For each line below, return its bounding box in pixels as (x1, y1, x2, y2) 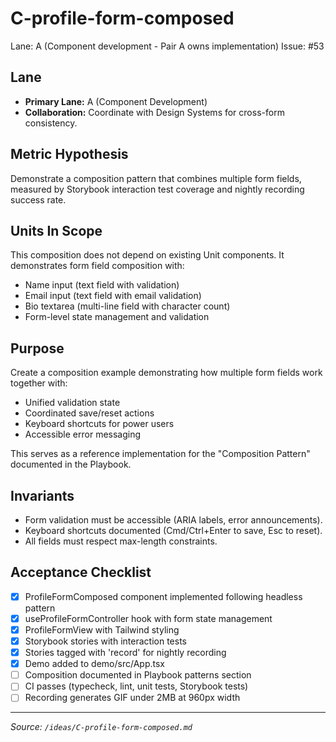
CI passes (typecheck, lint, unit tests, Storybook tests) (24, 680, 249, 692)
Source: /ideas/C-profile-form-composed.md (10, 721, 193, 733)
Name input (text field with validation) (24, 279, 180, 291)
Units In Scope (10, 222, 103, 239)
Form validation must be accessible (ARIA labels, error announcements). (24, 514, 323, 526)
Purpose (10, 340, 65, 357)
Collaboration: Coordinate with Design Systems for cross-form (24, 106, 285, 118)
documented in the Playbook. (10, 458, 132, 471)
